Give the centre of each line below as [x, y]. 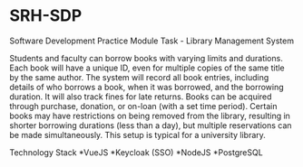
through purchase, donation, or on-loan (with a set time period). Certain [143, 106]
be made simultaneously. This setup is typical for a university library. [137, 135]
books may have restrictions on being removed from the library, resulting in [150, 116]
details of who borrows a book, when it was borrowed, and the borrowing [147, 87]
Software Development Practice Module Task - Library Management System [152, 41]
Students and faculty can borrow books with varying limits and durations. [146, 58]
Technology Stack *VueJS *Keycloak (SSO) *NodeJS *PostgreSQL [136, 152]
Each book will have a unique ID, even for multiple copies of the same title [147, 68]
